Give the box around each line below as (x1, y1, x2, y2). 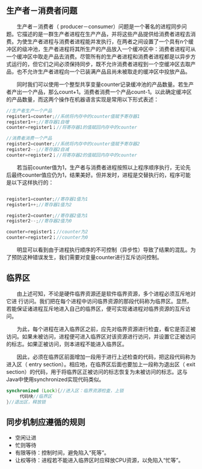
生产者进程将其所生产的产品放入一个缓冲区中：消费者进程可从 (43, 45, 196, 52)
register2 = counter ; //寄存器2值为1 (6, 212, 88, 218)
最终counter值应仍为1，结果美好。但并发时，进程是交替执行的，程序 (11, 171, 180, 179)
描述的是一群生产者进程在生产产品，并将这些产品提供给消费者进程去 (22, 30, 191, 37)
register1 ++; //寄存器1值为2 (6, 201, 72, 207)
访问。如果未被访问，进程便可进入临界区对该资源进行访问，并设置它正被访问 (6, 333, 196, 340)
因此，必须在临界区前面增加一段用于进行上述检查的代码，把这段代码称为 (16, 353, 196, 360)
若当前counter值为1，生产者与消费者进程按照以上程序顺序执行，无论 (16, 164, 186, 171)
